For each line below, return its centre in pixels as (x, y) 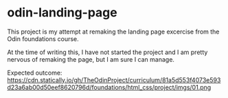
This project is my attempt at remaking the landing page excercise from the (113, 32)
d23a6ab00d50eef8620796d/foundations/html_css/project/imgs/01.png (109, 87)
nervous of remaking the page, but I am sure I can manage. (91, 59)
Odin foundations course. (43, 38)
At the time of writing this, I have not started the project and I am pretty (107, 52)
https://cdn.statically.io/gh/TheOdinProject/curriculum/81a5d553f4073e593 (114, 79)
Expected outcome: (35, 73)
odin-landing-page (62, 13)
